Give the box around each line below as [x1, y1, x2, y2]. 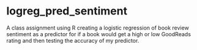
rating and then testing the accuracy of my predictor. [6, 37, 139, 44]
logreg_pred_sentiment [6, 4, 127, 18]
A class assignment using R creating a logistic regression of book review [6, 24, 190, 31]
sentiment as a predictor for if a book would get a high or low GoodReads [6, 30, 191, 37]
